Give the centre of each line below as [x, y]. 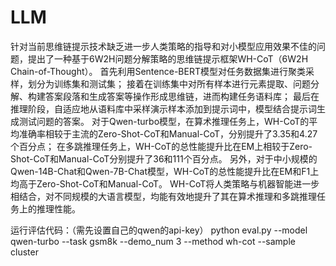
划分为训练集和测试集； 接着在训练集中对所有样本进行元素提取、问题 [169, 83]
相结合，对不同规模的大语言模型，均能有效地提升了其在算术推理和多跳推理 [163, 196]
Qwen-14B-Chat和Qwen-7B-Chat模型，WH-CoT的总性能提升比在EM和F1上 [165, 171]
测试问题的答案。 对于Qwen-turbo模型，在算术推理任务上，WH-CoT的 [164, 121]
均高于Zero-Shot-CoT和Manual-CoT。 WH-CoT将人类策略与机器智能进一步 [165, 183]
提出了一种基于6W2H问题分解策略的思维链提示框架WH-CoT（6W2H [168, 58]
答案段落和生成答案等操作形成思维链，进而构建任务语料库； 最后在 [182, 96]
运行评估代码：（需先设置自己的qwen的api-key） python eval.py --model [159, 230]
